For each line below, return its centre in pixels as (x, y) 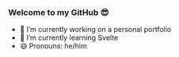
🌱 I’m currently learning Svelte (69, 37)
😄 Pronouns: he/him (53, 46)
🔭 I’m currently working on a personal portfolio (95, 30)
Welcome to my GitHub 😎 (59, 12)
